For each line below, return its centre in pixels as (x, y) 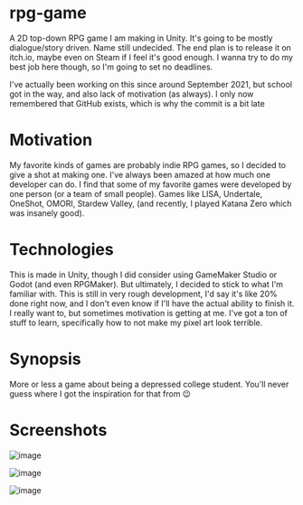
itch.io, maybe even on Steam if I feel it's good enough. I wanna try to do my (151, 57)
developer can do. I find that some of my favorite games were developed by (151, 184)
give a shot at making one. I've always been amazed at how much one (140, 174)
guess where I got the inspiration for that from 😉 (100, 393)
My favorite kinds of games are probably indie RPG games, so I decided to (148, 164)
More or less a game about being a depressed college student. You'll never (149, 384)
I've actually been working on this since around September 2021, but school (151, 84)
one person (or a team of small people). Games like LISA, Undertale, (136, 193)
